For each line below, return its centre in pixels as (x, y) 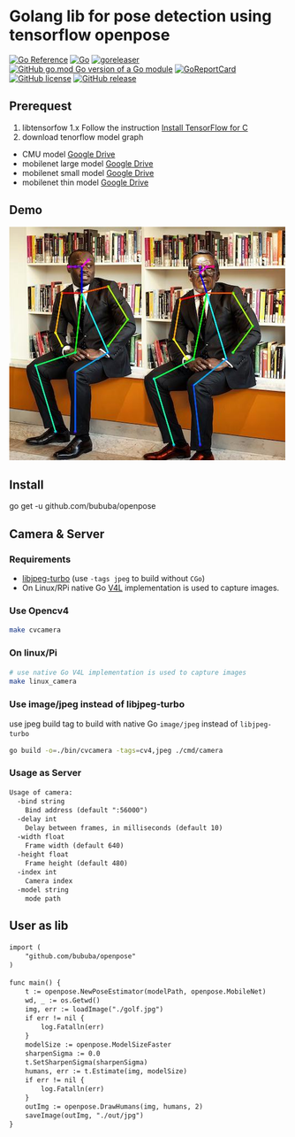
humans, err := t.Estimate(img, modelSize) (106, 1071)
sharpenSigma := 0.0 (63, 1053)
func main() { (35, 983)
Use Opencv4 (39, 611)
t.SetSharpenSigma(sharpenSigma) (87, 1062)
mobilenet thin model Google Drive (85, 182)
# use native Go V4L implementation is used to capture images (128, 672)
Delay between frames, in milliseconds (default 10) (124, 828)
